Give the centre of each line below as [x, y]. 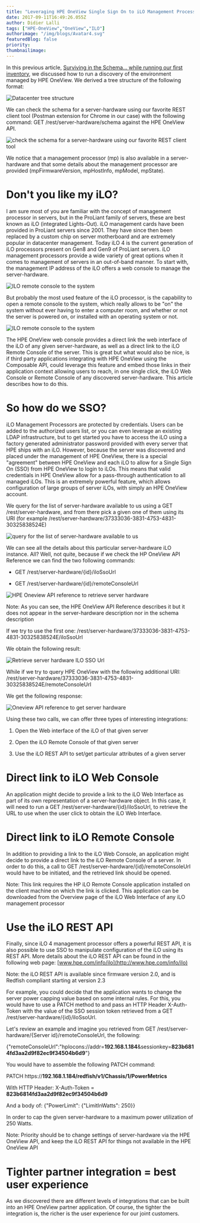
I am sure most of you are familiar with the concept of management [89, 211]
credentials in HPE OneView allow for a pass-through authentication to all [96, 475]
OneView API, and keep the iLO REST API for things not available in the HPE [99, 1141]
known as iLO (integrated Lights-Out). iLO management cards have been [95, 223]
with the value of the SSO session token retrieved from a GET [98, 1011]
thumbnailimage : [26, 51]
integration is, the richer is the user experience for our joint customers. [93, 1213]
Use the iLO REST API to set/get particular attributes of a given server [100, 754]
